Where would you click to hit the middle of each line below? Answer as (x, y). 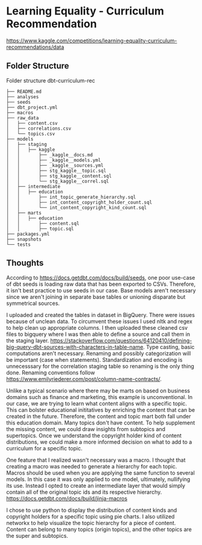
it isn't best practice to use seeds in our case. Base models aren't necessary (101, 290)
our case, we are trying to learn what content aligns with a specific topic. (97, 403)
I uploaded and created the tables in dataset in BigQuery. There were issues (100, 315)
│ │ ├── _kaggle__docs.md (50, 155)
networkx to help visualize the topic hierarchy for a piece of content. (91, 523)
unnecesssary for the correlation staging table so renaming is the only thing (100, 366)
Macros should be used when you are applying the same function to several (100, 473)
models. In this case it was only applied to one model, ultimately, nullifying (98, 479)
